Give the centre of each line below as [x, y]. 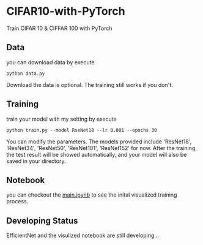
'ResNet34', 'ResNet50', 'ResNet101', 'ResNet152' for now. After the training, [102, 148]
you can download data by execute [50, 62]
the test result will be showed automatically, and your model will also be [97, 154]
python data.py [26, 73]
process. [17, 202]
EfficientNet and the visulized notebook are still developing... [83, 236]
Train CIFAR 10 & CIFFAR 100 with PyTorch [59, 28]
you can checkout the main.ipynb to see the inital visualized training [92, 195]
